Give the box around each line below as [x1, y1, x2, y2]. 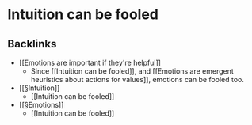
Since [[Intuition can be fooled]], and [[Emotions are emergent [30, 66, 235, 76]
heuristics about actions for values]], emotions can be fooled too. [30, 75, 245, 84]
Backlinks [7, 37, 57, 51]
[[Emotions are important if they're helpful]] [18, 58, 162, 67]
